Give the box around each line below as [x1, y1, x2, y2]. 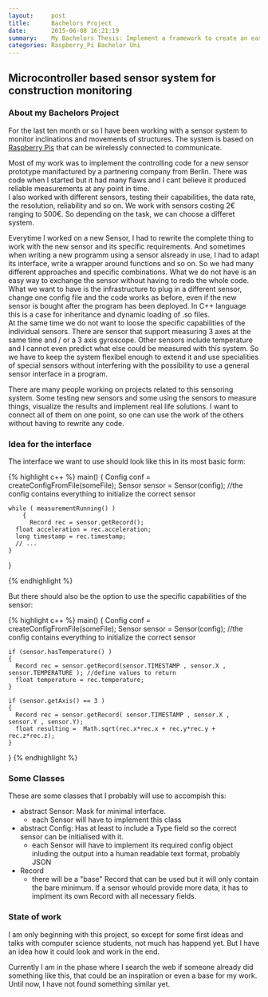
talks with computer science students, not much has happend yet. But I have [8, 938, 260, 947]
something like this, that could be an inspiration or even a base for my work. [8, 971, 258, 980]
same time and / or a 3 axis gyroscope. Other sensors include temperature [8, 335, 254, 345]
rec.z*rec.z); [8, 732, 56, 740]
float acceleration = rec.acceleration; [15, 525, 152, 534]
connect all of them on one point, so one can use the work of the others [8, 409, 245, 420]
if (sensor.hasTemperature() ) [8, 648, 112, 656]
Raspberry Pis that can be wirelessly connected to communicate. [8, 142, 223, 152]
